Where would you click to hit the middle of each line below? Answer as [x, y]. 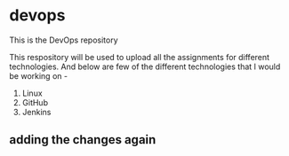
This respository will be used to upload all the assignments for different [139, 57]
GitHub [35, 102]
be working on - [39, 75]
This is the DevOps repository [64, 40]
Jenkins [36, 112]
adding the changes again [83, 140]
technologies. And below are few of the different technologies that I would [145, 66]
